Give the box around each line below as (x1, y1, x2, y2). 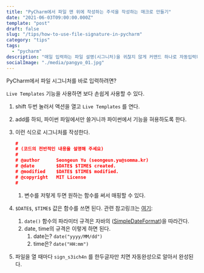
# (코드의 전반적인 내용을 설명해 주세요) (15, 146, 104, 152)
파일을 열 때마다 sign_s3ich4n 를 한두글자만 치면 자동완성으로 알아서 (15, 252, 178, 260)
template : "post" (6, 20, 50, 26)
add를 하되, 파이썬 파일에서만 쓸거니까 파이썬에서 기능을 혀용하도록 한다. (15, 116, 187, 123)
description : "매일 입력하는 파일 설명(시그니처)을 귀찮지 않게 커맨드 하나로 (6, 54, 177, 60)
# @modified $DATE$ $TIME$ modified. (15, 168, 119, 174)
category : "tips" (6, 37, 50, 43)
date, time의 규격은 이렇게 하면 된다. (24, 225, 111, 232)
